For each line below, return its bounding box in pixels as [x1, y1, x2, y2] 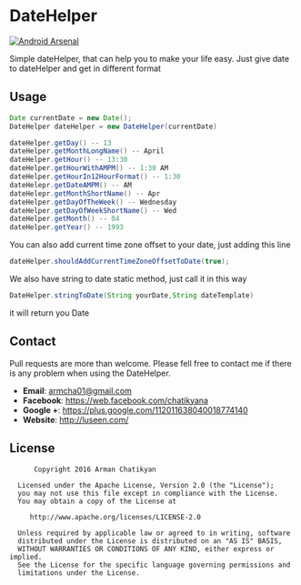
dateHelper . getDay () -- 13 [9, 138, 112, 147]
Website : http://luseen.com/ [22, 414, 129, 425]
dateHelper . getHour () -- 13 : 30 [9, 156, 128, 165]
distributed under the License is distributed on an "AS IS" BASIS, [17, 536, 283, 546]
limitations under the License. [17, 568, 141, 578]
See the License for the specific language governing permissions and [17, 560, 291, 570]
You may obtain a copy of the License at [17, 497, 177, 506]
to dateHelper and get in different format [9, 63, 162, 74]
